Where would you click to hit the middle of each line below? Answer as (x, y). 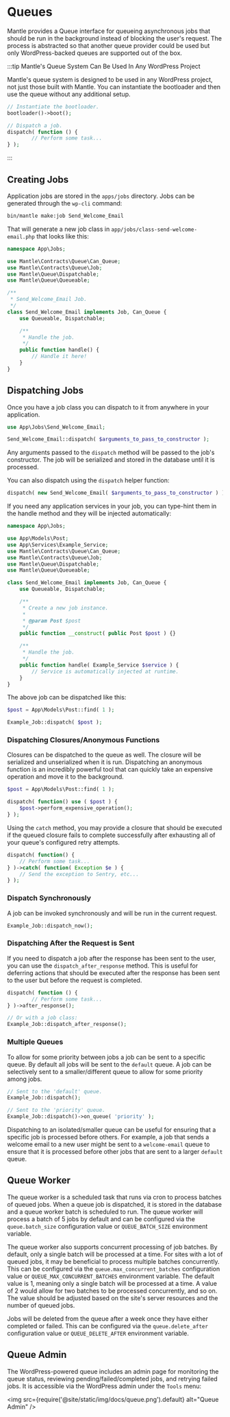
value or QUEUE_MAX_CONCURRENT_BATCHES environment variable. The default (111, 1276)
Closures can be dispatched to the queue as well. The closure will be (104, 755)
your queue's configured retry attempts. (63, 842)
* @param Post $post (51, 621)
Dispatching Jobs (46, 391)
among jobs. (25, 1079)
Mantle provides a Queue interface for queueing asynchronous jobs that (109, 31)
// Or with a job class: (42, 1018)
